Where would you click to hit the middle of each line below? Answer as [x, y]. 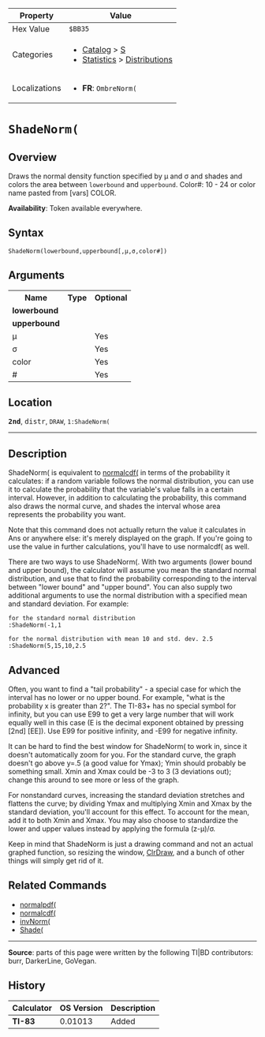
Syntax [26, 233]
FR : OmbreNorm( [110, 88]
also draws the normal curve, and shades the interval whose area [114, 506]
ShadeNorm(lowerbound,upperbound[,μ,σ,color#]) [88, 251]
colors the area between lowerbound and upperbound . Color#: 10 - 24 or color [132, 184]
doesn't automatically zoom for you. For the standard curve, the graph [122, 755]
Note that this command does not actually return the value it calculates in [127, 530]
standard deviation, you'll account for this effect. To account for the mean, [129, 812]
